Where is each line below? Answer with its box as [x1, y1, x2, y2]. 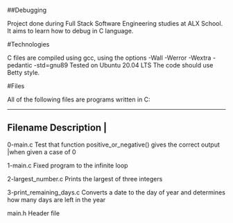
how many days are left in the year [7, 195, 106, 204]
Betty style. [7, 69, 40, 76]
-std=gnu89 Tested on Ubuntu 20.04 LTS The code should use [33, 61, 214, 69]
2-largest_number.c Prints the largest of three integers [7, 174, 163, 183]
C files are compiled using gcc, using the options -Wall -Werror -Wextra [7, 53, 212, 62]
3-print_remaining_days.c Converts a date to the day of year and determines [7, 188, 225, 197]
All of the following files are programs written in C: [7, 95, 150, 104]
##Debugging [7, 6, 47, 14]
